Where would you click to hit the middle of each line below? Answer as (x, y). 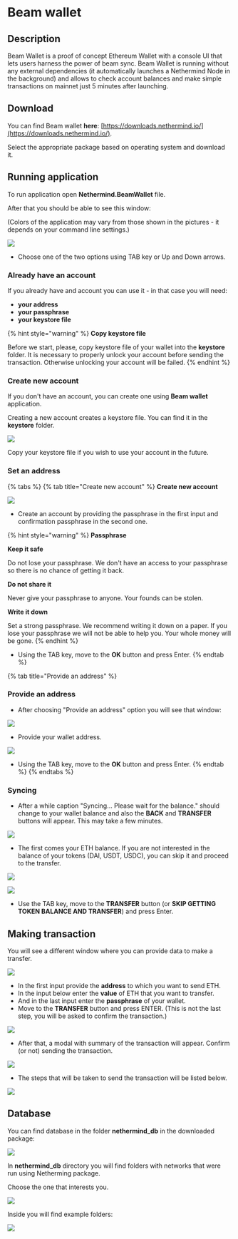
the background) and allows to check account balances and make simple (115, 78)
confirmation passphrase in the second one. (83, 521)
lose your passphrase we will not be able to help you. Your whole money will (119, 633)
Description (34, 39)
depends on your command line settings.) (68, 230)
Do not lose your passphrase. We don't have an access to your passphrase (118, 562)
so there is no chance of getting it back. (66, 570)
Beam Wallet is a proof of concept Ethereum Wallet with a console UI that (115, 56)
